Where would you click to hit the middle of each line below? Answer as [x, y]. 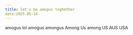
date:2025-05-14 [21, 14]
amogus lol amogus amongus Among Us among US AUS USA [66, 27]
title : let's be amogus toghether [40, 9]
